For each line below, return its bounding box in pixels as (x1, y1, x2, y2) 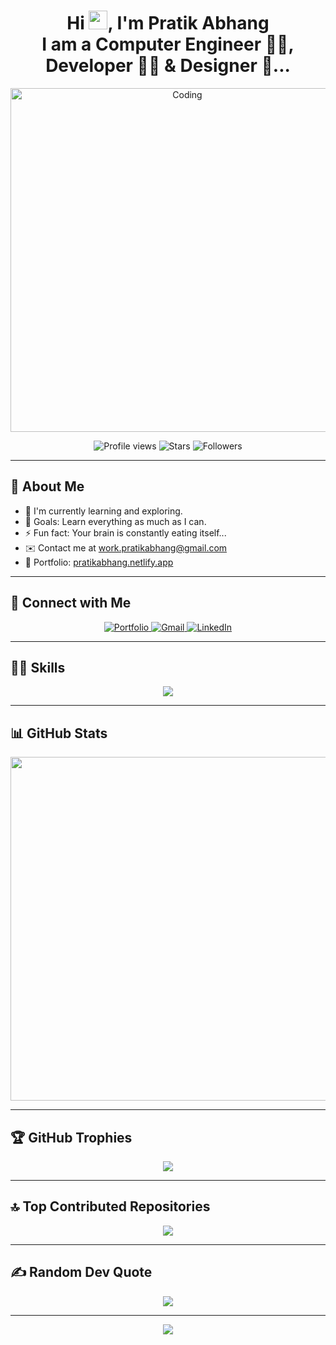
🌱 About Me (10, 478, 85, 495)
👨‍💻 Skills (10, 659, 66, 676)
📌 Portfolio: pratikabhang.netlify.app (24, 556, 174, 568)
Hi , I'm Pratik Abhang (66, 12, 270, 35)
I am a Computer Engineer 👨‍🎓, (41, 33, 295, 56)
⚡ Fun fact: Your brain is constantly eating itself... (24, 526, 227, 539)
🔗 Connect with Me (10, 595, 132, 612)
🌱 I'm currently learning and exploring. (24, 505, 183, 517)
